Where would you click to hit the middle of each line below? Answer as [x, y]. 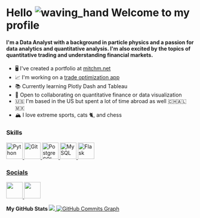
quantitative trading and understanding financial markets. [80, 55]
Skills [14, 133]
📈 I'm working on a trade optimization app [67, 77]
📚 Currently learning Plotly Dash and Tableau [71, 86]
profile [23, 25]
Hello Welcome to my [98, 13]
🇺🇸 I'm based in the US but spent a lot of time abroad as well [91, 101]
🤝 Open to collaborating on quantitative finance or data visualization [98, 95]
